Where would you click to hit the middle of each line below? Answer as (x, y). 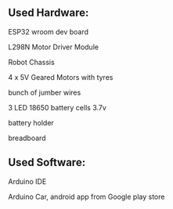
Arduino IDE (27, 181)
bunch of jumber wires (45, 92)
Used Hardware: (49, 13)
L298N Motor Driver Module (54, 47)
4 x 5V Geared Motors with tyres (61, 77)
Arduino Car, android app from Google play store (86, 196)
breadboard (27, 138)
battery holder (31, 123)
